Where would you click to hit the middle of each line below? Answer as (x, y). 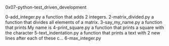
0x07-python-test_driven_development (46, 7)
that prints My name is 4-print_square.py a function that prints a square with (85, 27)
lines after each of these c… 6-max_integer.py (53, 38)
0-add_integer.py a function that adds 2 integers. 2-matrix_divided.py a (80, 17)
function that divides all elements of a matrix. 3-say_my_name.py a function (84, 22)
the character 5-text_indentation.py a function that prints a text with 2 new (83, 33)
